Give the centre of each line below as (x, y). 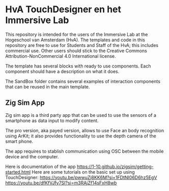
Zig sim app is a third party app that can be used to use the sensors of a (81, 115)
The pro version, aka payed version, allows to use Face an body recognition (85, 130)
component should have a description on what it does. (62, 71)
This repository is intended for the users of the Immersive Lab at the (77, 34)
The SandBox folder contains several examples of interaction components (83, 81)
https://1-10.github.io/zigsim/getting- (115, 166)
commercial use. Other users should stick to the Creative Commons (76, 51)
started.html (18, 172)
